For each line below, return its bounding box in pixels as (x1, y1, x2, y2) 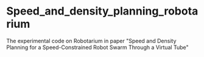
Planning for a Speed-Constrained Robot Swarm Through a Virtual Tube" (6, 44, 189, 51)
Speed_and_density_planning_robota (6, 4, 199, 18)
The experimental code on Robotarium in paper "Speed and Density (6, 37, 177, 44)
